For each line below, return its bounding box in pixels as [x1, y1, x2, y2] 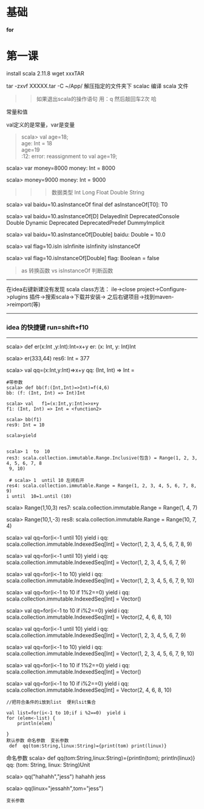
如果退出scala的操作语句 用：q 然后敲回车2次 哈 [36, 95, 157, 102]
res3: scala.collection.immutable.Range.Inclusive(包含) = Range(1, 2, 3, [6, 455, 198, 461]
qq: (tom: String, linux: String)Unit [6, 761, 90, 769]
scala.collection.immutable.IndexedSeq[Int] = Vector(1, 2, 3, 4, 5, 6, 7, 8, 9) [6, 540, 192, 548]
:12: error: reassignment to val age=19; [21, 153, 118, 160]
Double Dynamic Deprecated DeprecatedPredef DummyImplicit [6, 219, 165, 226]
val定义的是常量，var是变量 [6, 121, 75, 128]
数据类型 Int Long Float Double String [51, 188, 144, 196]
